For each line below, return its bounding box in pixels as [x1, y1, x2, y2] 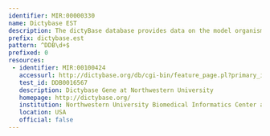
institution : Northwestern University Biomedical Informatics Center [18, 101, 257, 109]
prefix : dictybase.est [8, 34, 84, 42]
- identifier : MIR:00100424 [11, 64, 106, 72]
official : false [18, 116, 74, 124]
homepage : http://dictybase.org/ [18, 94, 131, 102]
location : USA [18, 109, 67, 117]
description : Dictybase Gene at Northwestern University [18, 86, 215, 94]
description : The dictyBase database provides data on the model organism [8, 26, 264, 34]
